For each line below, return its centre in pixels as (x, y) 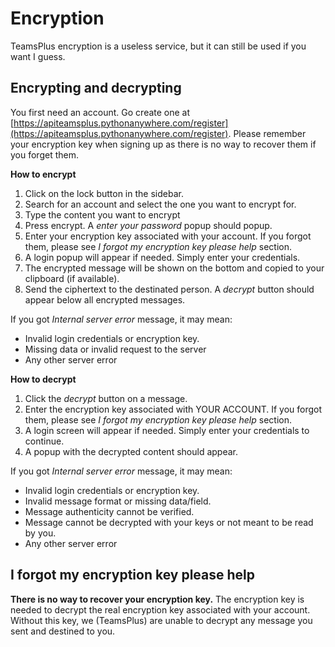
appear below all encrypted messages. (105, 299)
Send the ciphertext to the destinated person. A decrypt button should (169, 289)
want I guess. (38, 56)
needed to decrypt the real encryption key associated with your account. (160, 609)
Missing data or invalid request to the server (115, 349)
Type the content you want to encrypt (102, 214)
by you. (40, 533)
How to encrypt (43, 174)
